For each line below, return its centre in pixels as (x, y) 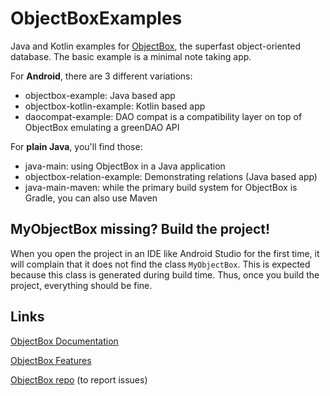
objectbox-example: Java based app (100, 95)
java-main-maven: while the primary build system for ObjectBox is (161, 187)
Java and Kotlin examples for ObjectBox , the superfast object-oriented (156, 46)
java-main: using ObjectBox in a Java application (125, 166)
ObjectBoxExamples (96, 18)
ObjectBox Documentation (64, 341)
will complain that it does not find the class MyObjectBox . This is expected (160, 264)
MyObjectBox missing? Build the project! (140, 229)
